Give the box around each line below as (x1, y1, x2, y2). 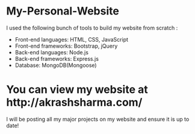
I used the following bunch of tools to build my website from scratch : (6, 24, 178, 31)
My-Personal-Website (6, 4, 119, 18)
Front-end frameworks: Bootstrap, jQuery (14, 42, 118, 49)
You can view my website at (6, 83, 149, 97)
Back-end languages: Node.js (14, 48, 89, 56)
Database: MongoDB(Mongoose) (14, 62, 97, 69)
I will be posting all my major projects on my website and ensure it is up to (6, 115, 190, 123)
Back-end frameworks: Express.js (14, 55, 99, 62)
